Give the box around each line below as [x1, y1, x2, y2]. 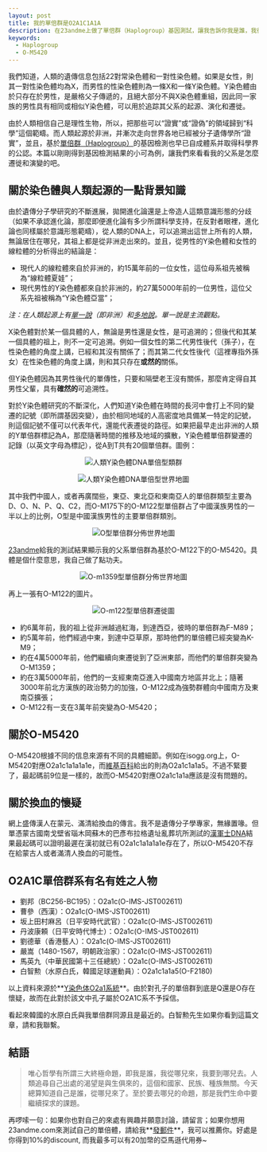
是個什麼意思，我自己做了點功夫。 [14, 554, 127, 564]
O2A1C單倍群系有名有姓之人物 [8, 874, 157, 888]
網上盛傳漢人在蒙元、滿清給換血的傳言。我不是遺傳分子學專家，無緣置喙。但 [8, 818, 259, 829]
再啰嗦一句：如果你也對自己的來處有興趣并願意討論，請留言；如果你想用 [8, 1115, 245, 1125]
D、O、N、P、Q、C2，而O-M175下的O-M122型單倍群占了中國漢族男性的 [8, 501, 248, 511]
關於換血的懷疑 [8, 796, 82, 809]
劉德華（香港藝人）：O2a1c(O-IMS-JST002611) [19, 937, 172, 946]
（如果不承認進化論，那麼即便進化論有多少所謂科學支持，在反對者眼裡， [8, 216, 245, 225]
